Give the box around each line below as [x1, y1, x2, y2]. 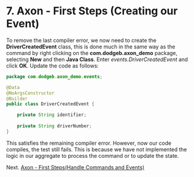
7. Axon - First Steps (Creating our [6, 4, 178, 18]
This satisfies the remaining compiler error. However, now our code [6, 139, 172, 147]
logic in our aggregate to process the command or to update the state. [6, 152, 179, 159]
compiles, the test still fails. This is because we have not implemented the [6, 145, 187, 153]
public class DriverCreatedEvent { [6, 101, 95, 107]
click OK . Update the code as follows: [6, 62, 99, 69]
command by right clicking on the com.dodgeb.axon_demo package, [6, 49, 178, 56]
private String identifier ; [17, 112, 87, 118]
